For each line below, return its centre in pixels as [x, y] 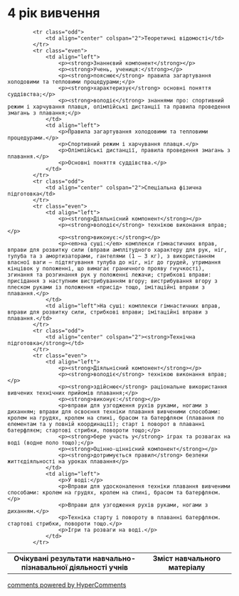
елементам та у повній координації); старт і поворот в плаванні [106, 424]
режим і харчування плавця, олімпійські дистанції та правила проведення [119, 107]
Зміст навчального [187, 558]
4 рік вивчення [54, 13]
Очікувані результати [52, 558]
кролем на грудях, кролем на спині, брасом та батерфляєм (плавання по [116, 417]
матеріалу [187, 567]
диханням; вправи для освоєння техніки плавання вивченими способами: [114, 411]
